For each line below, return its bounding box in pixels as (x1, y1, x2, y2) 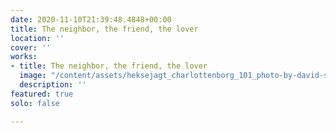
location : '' (10, 33, 65, 43)
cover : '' (10, 42, 52, 53)
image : (19, 71, 47, 81)
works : (10, 52, 38, 62)
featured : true (10, 89, 74, 99)
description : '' (19, 80, 87, 90)
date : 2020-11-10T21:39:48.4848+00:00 (10, 14, 172, 25)
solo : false (10, 98, 60, 108)
